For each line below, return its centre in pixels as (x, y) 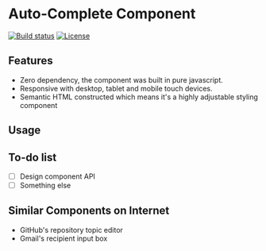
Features (31, 61)
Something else (45, 185)
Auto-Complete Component (102, 14)
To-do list (33, 157)
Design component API (57, 176)
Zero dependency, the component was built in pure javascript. (121, 79)
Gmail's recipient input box (64, 238)
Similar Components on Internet (89, 211)
